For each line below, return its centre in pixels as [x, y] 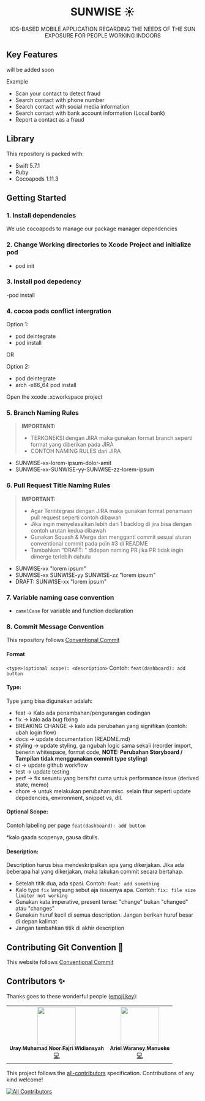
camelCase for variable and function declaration [74, 611]
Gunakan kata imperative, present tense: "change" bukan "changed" [102, 902]
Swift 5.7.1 [28, 165]
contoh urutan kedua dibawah [68, 530]
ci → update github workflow [51, 765]
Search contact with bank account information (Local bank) [90, 113]
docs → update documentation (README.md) [73, 739]
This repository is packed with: [45, 154]
